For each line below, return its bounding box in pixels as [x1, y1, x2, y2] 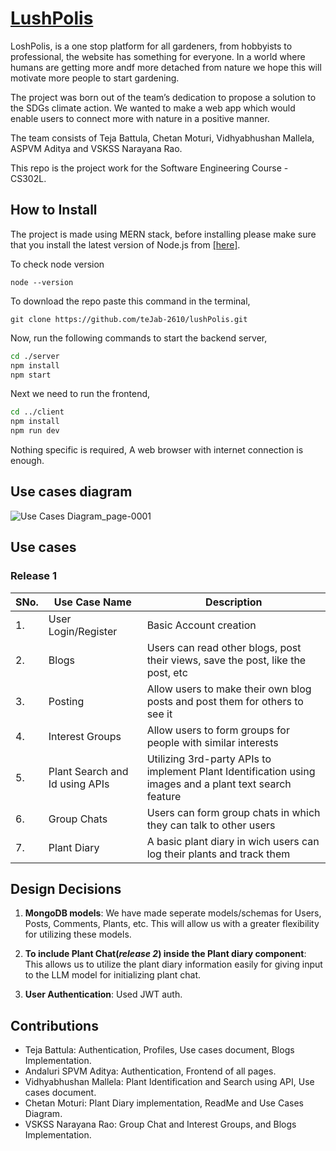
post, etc [146, 665, 188, 679]
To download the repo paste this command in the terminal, [10, 295, 251, 307]
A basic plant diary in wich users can [146, 834, 320, 848]
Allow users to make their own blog [146, 682, 312, 696]
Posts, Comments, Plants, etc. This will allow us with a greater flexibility [24, 918, 320, 930]
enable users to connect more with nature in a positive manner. [10, 112, 270, 124]
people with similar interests [146, 735, 279, 749]
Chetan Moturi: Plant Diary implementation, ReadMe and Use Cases [24, 1097, 304, 1109]
